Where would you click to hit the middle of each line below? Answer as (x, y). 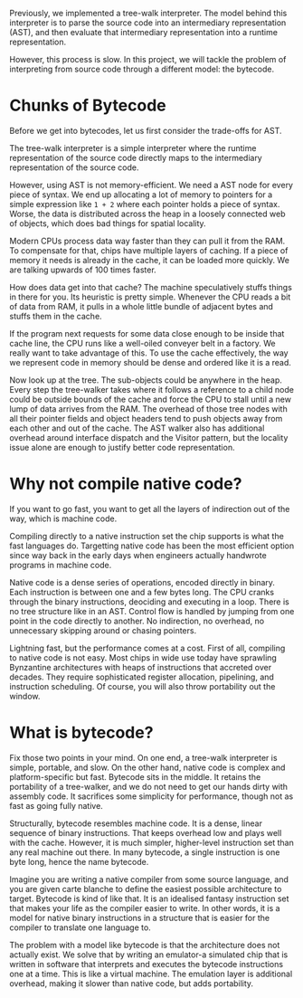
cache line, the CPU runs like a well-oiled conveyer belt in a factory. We (142, 343)
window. (25, 696)
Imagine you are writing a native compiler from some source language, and (149, 879)
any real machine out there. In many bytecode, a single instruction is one (145, 852)
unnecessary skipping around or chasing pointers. (103, 630)
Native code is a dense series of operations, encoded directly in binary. (142, 582)
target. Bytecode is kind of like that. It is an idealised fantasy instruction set (149, 898)
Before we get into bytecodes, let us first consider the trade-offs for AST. (146, 130)
